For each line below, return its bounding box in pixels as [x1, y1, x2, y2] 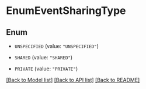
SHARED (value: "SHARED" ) [14, 54, 73, 60]
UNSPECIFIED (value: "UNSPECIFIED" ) [14, 42, 99, 49]
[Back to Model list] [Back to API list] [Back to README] [6, 77, 140, 83]
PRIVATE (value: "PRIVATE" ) [14, 65, 78, 72]
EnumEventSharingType [6, 4, 127, 17]
